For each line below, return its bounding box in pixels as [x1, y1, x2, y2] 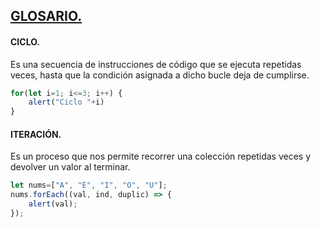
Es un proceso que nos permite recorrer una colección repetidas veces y [10, 150, 312, 163]
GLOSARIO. [10, 8, 83, 25]
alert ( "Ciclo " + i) [28, 97, 105, 108]
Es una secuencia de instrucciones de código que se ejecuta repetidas [10, 58, 302, 70]
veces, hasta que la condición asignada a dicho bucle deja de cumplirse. [10, 69, 310, 81]
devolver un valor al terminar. [10, 161, 131, 173]
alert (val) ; [28, 199, 78, 209]
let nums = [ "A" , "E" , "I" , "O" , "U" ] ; [10, 180, 168, 191]
